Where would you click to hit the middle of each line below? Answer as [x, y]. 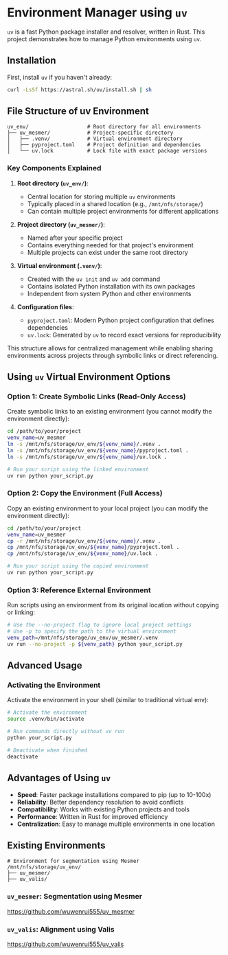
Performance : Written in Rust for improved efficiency [92, 816]
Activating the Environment [54, 685]
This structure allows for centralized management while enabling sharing [110, 348]
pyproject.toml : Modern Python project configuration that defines [121, 320]
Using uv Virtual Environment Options [89, 377]
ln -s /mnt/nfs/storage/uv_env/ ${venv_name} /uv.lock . [87, 457]
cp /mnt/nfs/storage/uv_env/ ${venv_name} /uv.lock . [82, 554]
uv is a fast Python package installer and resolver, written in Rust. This [106, 32]
